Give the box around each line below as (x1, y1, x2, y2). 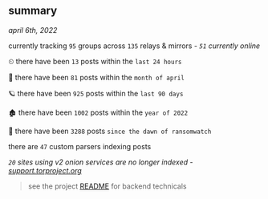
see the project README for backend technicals (27, 181, 187, 191)
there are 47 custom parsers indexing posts (8, 141, 152, 151)
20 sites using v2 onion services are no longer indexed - (8, 157, 193, 167)
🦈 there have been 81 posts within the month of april (8, 72, 185, 82)
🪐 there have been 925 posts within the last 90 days (8, 88, 184, 98)
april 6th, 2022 (8, 25, 58, 35)
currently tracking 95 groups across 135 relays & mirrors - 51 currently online (8, 41, 261, 51)
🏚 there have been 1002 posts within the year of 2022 (8, 108, 189, 117)
